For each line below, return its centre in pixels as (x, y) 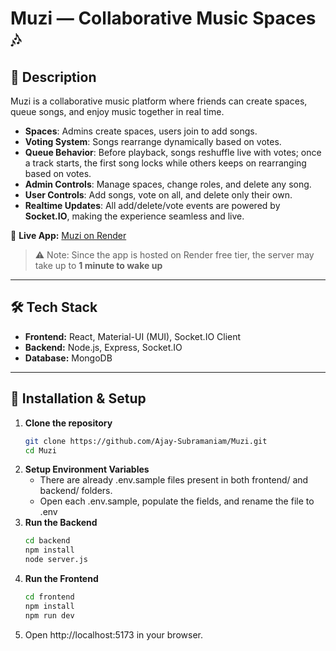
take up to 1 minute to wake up (98, 265)
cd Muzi (40, 450)
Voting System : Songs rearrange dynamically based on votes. (153, 141)
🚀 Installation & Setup (78, 398)
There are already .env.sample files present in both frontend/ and (174, 480)
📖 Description (53, 77)
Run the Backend (61, 523)
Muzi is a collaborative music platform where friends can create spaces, (159, 101)
